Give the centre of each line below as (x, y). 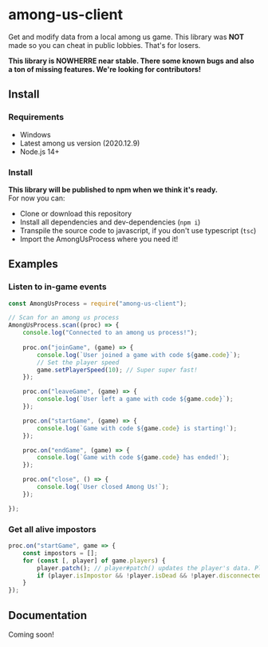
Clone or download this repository (76, 213)
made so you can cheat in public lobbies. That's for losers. (104, 45)
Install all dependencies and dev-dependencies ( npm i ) (110, 222)
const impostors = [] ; (60, 553)
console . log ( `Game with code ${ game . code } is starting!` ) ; (137, 428)
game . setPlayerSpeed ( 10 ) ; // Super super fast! (117, 370)
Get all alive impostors (53, 529)
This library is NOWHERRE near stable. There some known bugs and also (131, 61)
